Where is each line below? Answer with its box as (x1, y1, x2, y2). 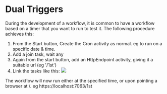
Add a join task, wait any (12, 51, 64, 57)
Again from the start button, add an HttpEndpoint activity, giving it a (12, 56, 153, 62)
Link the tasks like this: (12, 68, 60, 74)
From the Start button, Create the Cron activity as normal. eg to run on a (12, 40, 162, 46)
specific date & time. (12, 46, 55, 52)
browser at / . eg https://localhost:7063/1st (5, 83, 92, 89)
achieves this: (5, 31, 34, 37)
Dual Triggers (5, 4, 64, 15)
